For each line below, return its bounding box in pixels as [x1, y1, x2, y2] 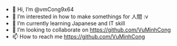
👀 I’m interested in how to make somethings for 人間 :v [12, 13, 148, 20]
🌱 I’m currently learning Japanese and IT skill [12, 20, 125, 27]
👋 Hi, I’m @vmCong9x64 [12, 6, 74, 13]
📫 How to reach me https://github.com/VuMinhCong [12, 33, 145, 40]
